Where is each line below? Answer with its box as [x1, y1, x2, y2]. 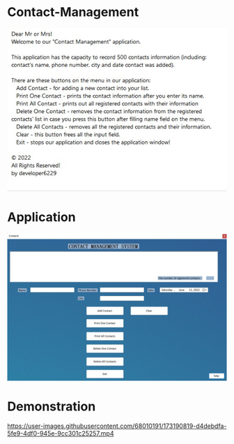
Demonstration [7, 399, 96, 414]
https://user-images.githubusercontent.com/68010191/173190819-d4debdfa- [7, 422, 227, 430]
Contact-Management [7, 4, 139, 20]
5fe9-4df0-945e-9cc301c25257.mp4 [7, 429, 114, 437]
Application [7, 209, 76, 225]
